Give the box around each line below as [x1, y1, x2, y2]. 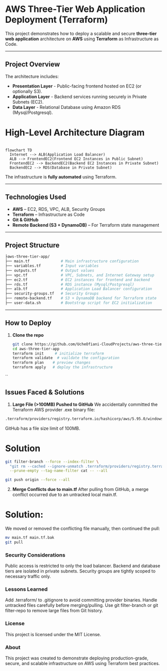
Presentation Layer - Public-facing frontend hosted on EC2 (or [12, 83, 142, 89]
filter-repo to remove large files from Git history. [5, 608, 103, 614]
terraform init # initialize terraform [12, 351, 104, 356]
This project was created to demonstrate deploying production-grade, [5, 655, 149, 661]
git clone [12, 342, 33, 347]
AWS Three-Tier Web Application [5, 3, 146, 15]
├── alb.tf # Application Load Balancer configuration [5, 287, 153, 291]
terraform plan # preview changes [12, 360, 91, 365]
